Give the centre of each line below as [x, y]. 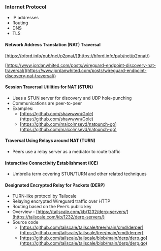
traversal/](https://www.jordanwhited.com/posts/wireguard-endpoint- [76, 71]
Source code [25, 222]
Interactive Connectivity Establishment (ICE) [52, 163]
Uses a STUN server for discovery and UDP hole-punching [72, 98]
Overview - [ [25, 212]
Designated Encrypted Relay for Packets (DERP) [55, 185]
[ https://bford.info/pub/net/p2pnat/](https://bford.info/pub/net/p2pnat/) [78, 56]
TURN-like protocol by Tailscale [44, 196]
